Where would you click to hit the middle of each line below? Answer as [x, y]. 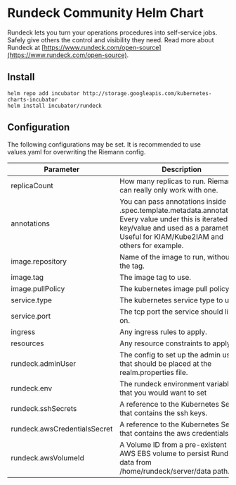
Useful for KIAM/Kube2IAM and [171, 236]
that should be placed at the [165, 363]
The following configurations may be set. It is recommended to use [104, 144]
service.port [31, 316]
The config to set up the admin [170, 355]
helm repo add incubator [44, 93]
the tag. [132, 266]
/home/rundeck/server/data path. [174, 471]
